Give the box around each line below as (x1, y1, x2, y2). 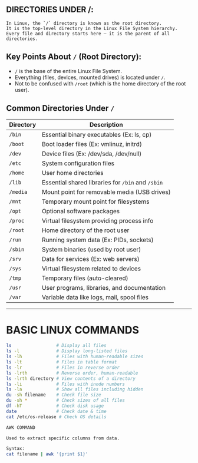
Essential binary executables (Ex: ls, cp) (41, 131, 152, 139)
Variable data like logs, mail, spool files (41, 293, 149, 302)
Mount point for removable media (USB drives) (41, 188, 171, 196)
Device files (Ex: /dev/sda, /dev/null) (41, 150, 142, 158)
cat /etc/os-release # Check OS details (6, 414, 107, 420)
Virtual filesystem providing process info (41, 217, 154, 225)
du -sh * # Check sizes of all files (6, 398, 126, 404)
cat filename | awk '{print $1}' (6, 451, 88, 457)
